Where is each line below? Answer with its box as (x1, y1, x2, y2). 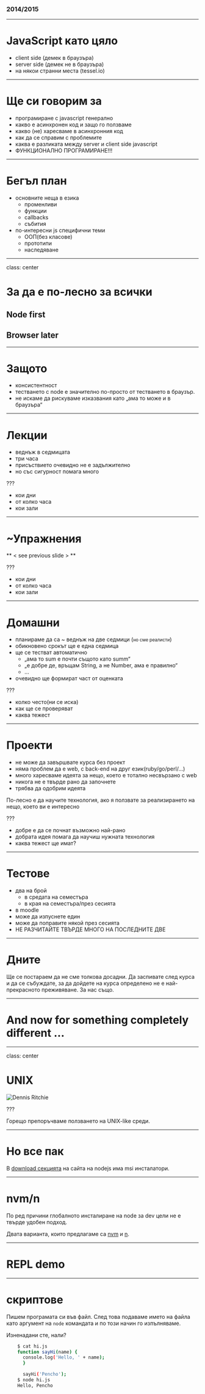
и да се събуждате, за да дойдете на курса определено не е (6, 979, 165, 987)
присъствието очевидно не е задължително (15, 462, 131, 469)
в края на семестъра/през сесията (24, 900, 116, 907)
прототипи (24, 240, 52, 247)
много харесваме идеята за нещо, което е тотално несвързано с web (15, 772, 197, 779)
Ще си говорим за (6, 94, 103, 108)
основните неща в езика (15, 194, 79, 201)
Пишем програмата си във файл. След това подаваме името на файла (6, 1313, 190, 1320)
